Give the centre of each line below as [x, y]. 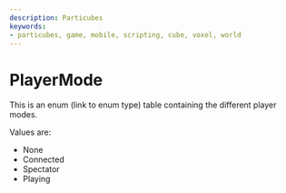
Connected [44, 159]
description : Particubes [56, 18]
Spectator [41, 169]
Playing [36, 179]
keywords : [28, 26]
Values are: [30, 132]
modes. [24, 115]
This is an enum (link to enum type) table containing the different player [143, 105]
